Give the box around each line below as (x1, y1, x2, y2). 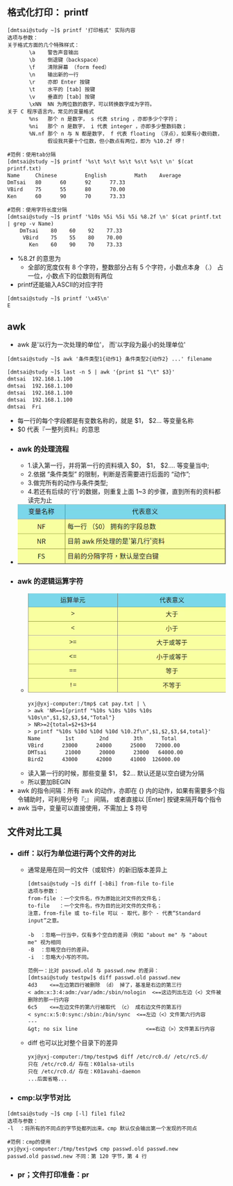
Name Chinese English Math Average (7, 172, 182, 179)
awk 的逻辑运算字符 (17, 577, 84, 586)
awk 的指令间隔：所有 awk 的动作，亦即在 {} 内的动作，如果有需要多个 (17, 786, 219, 794)
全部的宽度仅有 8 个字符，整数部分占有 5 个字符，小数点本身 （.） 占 (27, 263, 224, 271)
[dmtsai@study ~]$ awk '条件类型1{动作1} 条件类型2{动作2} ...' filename (7, 355, 212, 362)
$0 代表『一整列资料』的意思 (17, 425, 101, 433)
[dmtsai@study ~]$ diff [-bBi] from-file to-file (27, 881, 175, 888)
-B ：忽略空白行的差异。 (27, 947, 92, 954)
